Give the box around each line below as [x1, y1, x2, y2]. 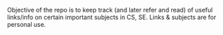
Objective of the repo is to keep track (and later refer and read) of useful [7, 6, 213, 14]
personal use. [7, 21, 46, 28]
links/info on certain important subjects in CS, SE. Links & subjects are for [7, 13, 216, 21]
